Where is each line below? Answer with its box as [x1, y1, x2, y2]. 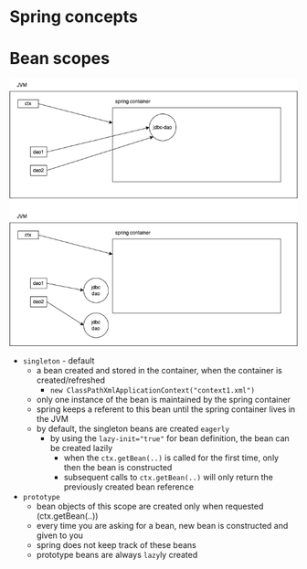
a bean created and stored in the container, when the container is [36, 365, 283, 376]
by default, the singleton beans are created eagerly [36, 423, 230, 435]
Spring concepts [9, 6, 139, 27]
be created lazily [49, 443, 113, 454]
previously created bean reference [63, 481, 195, 492]
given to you [36, 530, 84, 541]
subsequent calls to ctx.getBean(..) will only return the [63, 472, 274, 483]
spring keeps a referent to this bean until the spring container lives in [36, 404, 296, 415]
